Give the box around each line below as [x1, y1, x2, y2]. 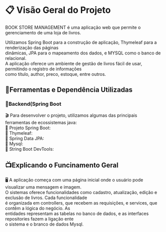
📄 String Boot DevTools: [5, 146, 54, 152]
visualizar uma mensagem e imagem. [5, 184, 82, 190]
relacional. [5, 55, 26, 61]
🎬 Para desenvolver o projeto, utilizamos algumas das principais [5, 112, 138, 118]
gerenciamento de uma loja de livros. [5, 29, 81, 35]
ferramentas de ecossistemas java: [5, 119, 77, 125]
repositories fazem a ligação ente [5, 216, 74, 222]
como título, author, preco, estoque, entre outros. [5, 71, 106, 77]
